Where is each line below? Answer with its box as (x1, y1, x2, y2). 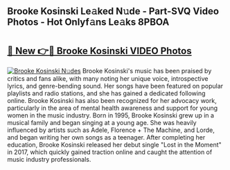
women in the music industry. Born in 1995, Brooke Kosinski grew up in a (7, 111, 215, 120)
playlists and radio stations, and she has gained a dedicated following (7, 89, 206, 97)
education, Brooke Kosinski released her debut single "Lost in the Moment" (7, 141, 222, 149)
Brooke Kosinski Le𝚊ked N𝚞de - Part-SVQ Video (7, 6, 220, 17)
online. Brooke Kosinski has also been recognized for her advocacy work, (7, 97, 217, 104)
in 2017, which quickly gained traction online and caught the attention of (7, 148, 213, 156)
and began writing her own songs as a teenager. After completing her (7, 133, 206, 141)
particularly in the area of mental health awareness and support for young (7, 104, 218, 112)
